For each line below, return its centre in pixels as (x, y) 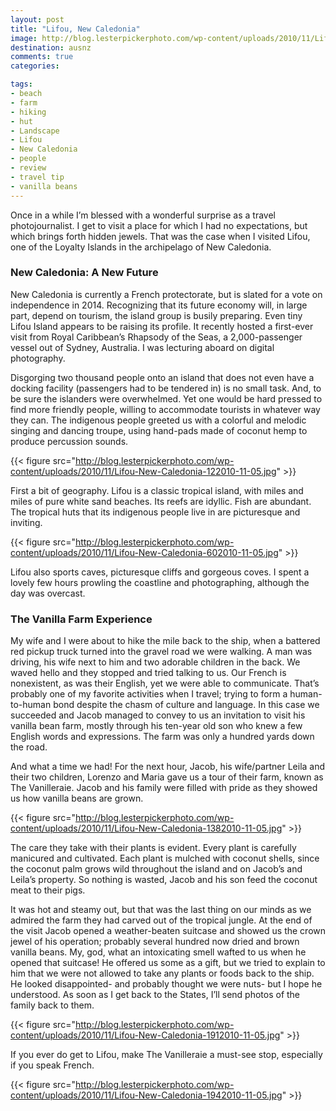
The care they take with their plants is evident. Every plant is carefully (153, 848)
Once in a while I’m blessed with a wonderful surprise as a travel (143, 215)
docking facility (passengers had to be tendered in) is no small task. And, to (166, 388)
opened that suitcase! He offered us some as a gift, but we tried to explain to (168, 963)
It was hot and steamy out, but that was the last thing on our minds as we (161, 910)
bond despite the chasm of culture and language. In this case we (186, 705)
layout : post (37, 19)
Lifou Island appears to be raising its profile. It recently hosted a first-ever (162, 326)
